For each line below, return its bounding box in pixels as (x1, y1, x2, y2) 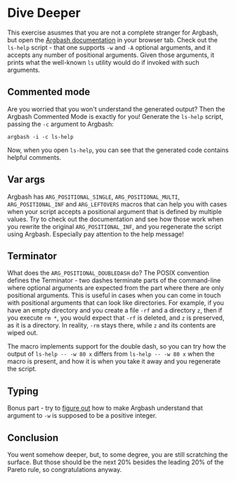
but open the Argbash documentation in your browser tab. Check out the (7, 35, 218, 44)
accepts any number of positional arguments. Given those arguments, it (7, 51, 214, 59)
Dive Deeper (7, 5, 81, 21)
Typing (7, 385, 39, 397)
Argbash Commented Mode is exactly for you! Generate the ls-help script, (7, 112, 223, 120)
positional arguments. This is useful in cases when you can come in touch (7, 291, 221, 300)
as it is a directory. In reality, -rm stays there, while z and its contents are (7, 321, 216, 330)
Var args (7, 174, 46, 186)
